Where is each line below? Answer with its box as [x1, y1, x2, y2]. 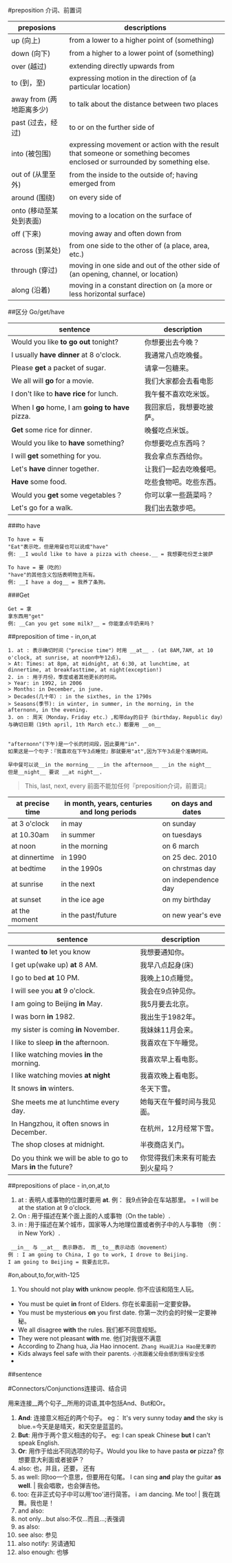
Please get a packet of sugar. [11, 363, 106, 372]
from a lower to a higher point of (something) [69, 35, 215, 45]
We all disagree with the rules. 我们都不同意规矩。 [17, 1325, 160, 1334]
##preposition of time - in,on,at [8, 633, 96, 640]
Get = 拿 [8, 606, 32, 613]
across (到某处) [11, 246, 61, 255]
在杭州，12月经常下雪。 [140, 1124, 218, 1133]
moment [11, 914, 39, 924]
